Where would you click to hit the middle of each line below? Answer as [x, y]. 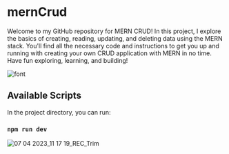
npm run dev [27, 129]
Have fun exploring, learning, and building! [68, 60]
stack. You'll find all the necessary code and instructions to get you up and [113, 46]
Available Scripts [44, 96]
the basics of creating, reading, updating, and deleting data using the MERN [115, 38]
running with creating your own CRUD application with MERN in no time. [110, 53]
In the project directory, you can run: [59, 112]
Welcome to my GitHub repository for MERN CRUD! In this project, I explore [114, 31]
